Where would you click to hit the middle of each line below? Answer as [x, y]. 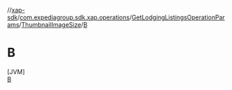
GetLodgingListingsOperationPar [178, 17]
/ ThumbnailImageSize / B [53, 25]
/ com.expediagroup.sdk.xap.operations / [74, 17]
